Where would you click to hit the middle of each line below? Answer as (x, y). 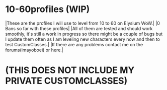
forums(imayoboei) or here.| (34, 50)
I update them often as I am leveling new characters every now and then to (82, 39)
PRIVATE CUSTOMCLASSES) (66, 81)
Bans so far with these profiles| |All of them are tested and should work (79, 28)
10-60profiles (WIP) (48, 9)
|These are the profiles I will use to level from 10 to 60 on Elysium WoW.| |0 (82, 23)
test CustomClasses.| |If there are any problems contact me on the (74, 44)
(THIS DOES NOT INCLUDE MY (70, 70)
